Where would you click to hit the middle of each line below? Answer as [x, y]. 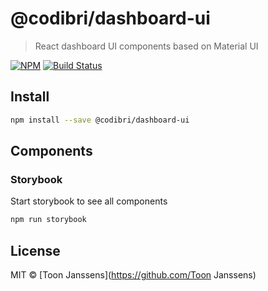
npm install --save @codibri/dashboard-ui [100, 120]
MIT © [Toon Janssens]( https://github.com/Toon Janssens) [133, 275]
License [35, 250]
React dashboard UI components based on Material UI [146, 46]
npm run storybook [48, 220]
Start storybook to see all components [89, 201]
